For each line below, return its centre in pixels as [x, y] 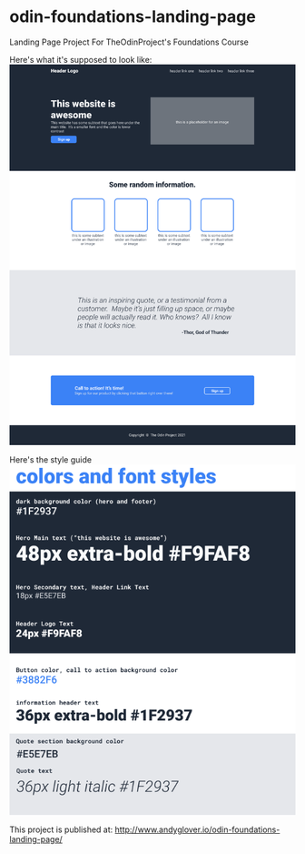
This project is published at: [61, 829]
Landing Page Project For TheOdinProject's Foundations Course [129, 42]
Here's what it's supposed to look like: [81, 59]
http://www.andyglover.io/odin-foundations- [197, 829]
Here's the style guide [51, 459]
